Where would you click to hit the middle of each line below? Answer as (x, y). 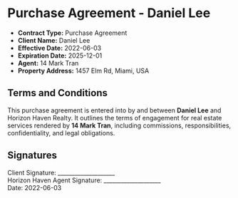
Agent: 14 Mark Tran (48, 63)
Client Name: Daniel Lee (54, 40)
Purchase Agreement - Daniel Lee (109, 13)
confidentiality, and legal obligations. (61, 132)
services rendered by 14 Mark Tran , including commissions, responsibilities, (119, 125)
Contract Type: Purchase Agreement (72, 33)
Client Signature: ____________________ (61, 172)
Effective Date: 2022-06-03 (59, 48)
